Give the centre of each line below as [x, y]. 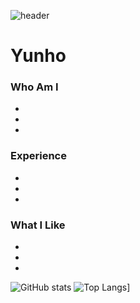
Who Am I [34, 87]
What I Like [38, 225]
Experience [38, 156]
